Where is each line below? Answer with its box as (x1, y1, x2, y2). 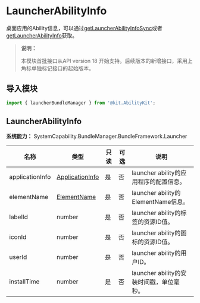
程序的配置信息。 (137, 178, 186, 186)
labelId (9, 213, 28, 221)
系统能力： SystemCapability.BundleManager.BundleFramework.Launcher (6, 132, 187, 140)
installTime (9, 277, 40, 286)
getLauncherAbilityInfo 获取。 (6, 31, 78, 39)
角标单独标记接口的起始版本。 (20, 64, 94, 72)
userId (9, 253, 27, 261)
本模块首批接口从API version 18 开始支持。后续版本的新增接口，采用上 (20, 57, 193, 64)
